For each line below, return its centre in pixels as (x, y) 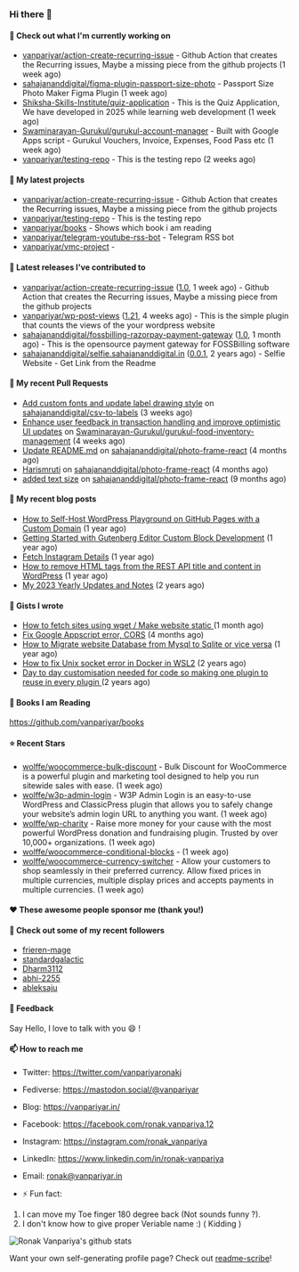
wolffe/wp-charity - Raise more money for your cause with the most (146, 823)
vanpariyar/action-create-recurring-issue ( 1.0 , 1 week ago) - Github (145, 287)
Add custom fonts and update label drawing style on (118, 403)
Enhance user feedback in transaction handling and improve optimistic (151, 421)
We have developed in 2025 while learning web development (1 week (149, 112)
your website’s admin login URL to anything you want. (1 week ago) (145, 813)
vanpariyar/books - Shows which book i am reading (117, 228)
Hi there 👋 (31, 14)
